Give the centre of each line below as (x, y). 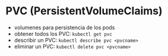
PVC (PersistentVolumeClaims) (84, 11)
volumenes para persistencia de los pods (64, 27)
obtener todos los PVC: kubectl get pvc (63, 33)
